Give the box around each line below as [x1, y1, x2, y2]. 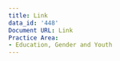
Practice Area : [8, 33, 59, 42]
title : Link [8, 11, 48, 20]
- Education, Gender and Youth [8, 41, 113, 49]
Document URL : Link [8, 26, 74, 34]
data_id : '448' [8, 19, 59, 27]
